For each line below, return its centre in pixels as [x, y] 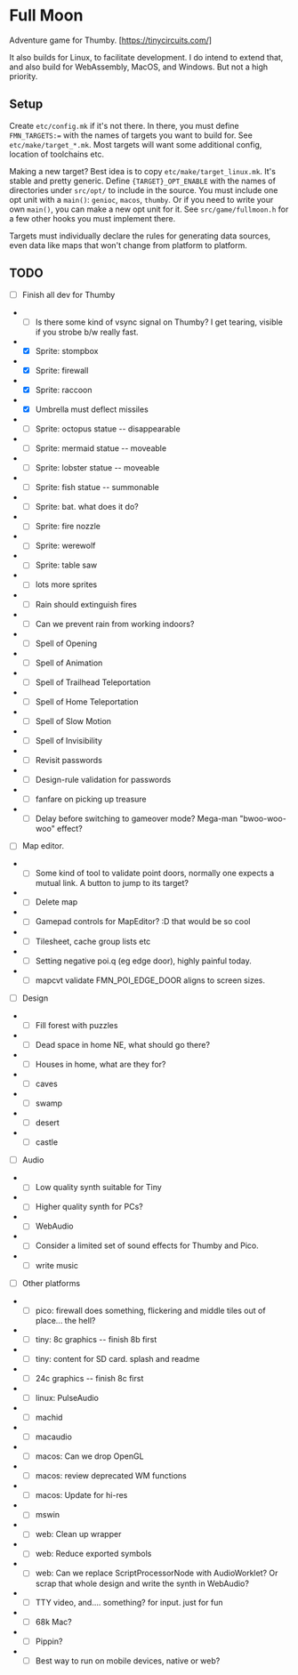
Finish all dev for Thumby [68, 294]
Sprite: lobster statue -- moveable [97, 468]
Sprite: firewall [62, 370]
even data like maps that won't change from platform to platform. [128, 245]
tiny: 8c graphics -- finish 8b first [96, 1339]
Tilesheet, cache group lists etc [93, 941]
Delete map [56, 902]
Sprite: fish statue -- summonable [97, 487]
